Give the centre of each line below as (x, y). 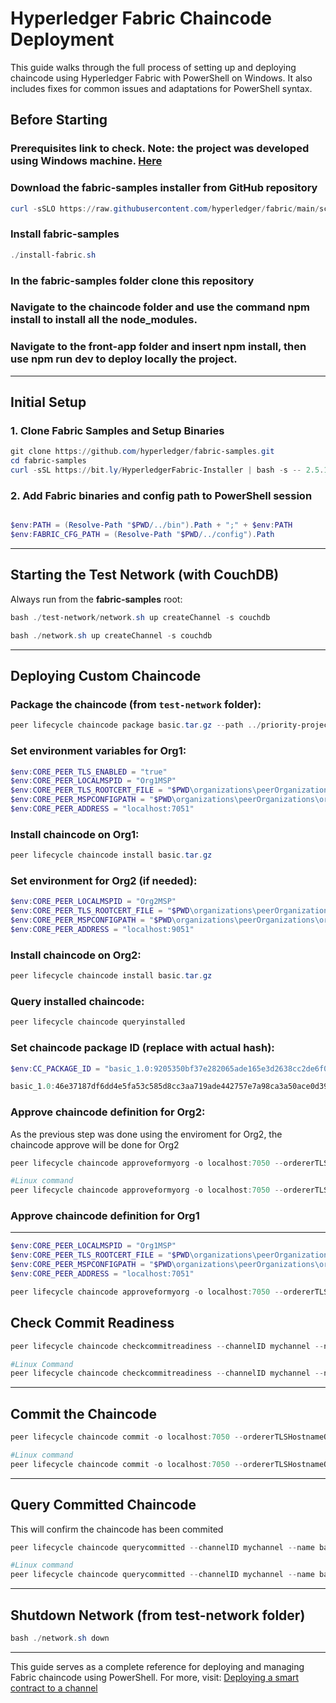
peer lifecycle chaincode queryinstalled (98, 1022)
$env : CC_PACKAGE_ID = (55, 1068)
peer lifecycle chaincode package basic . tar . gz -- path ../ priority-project (171, 725)
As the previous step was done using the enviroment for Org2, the (146, 1134)
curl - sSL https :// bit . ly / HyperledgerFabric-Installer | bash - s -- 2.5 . (167, 470)
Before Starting (59, 120)
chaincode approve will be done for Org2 (95, 1144)
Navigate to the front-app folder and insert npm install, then (158, 347)
